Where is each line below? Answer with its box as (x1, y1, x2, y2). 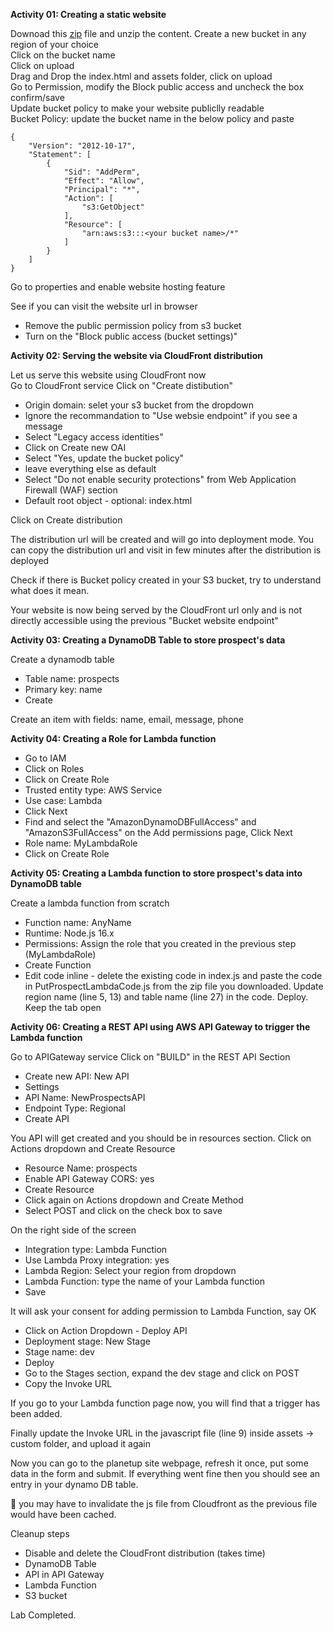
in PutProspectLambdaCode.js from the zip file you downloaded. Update (24, 980, 324, 992)
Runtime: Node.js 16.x (24, 927, 115, 939)
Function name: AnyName (24, 917, 132, 928)
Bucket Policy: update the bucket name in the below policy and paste (10, 113, 295, 124)
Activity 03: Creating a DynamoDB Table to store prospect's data (10, 634, 286, 646)
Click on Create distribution (10, 514, 123, 526)
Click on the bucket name (10, 49, 116, 61)
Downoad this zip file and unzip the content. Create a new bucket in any (10, 28, 307, 39)
